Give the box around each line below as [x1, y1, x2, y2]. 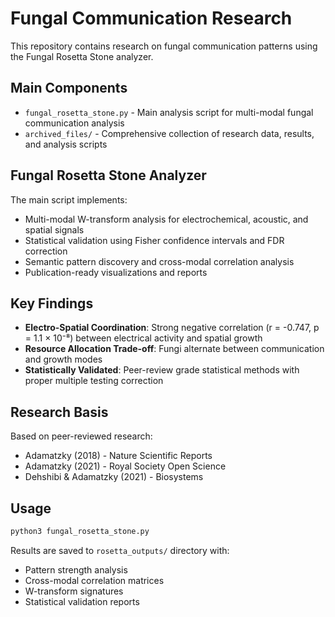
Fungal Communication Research [10, 7, 293, 30]
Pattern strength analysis [24, 563, 128, 576]
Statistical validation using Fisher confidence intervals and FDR [24, 234, 285, 246]
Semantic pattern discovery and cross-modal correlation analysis [24, 255, 295, 267]
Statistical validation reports [24, 595, 140, 607]
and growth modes [24, 353, 103, 366]
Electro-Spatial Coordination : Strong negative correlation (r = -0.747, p [24, 322, 320, 334]
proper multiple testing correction [24, 375, 164, 387]
